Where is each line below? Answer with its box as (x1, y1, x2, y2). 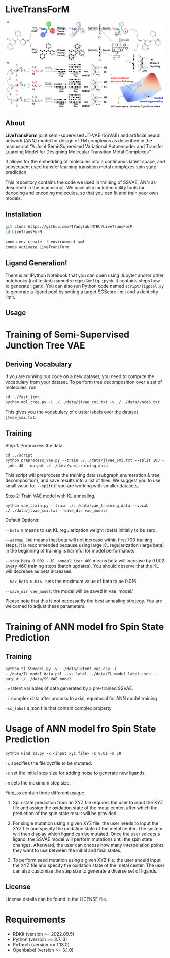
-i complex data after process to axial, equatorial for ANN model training (5, 695, 157, 702)
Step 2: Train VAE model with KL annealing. (5, 492, 96, 499)
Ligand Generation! (5, 258, 67, 268)
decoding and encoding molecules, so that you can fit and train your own (5, 190, 158, 196)
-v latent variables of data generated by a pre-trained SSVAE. (5, 685, 133, 691)
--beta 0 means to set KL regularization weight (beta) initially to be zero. (5, 527, 157, 533)
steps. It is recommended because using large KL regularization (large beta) (5, 542, 164, 548)
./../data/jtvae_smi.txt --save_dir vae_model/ (5, 508, 108, 513)
